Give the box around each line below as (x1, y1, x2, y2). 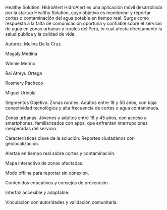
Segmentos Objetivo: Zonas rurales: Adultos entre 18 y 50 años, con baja (5, 99, 157, 106)
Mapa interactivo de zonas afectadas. (5, 160, 84, 166)
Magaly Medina (5, 50, 38, 57)
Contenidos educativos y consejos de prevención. (5, 180, 109, 186)
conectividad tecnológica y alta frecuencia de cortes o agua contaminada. (5, 105, 160, 111)
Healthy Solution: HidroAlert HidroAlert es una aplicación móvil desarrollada (5, 5, 162, 10)
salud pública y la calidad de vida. (5, 31, 76, 37)
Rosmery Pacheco (5, 80, 43, 86)
